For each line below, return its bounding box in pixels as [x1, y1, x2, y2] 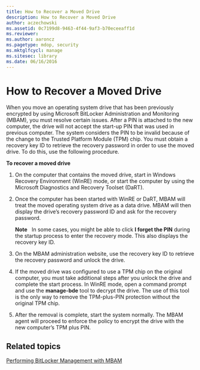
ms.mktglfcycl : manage [6, 48, 63, 54]
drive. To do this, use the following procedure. [6, 148, 119, 156]
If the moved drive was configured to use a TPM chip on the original [14, 268, 183, 275]
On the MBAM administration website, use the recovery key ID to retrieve [14, 250, 195, 257]
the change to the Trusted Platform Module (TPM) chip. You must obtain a [6, 135, 188, 143]
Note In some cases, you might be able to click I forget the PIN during [14, 226, 190, 233]
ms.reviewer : [6, 31, 39, 37]
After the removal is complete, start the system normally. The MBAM [14, 311, 183, 319]
